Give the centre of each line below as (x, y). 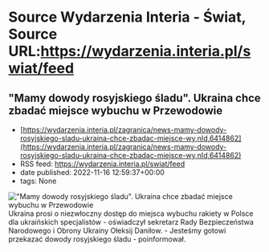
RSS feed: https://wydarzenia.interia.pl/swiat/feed (102, 164)
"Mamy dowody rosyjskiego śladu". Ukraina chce (134, 98)
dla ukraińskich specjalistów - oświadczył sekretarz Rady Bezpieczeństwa (131, 222)
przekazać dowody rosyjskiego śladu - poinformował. (97, 239)
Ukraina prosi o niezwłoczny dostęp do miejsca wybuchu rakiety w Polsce (131, 213)
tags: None (38, 181)
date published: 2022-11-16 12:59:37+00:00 (92, 172)
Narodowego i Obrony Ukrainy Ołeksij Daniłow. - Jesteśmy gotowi (117, 230)
